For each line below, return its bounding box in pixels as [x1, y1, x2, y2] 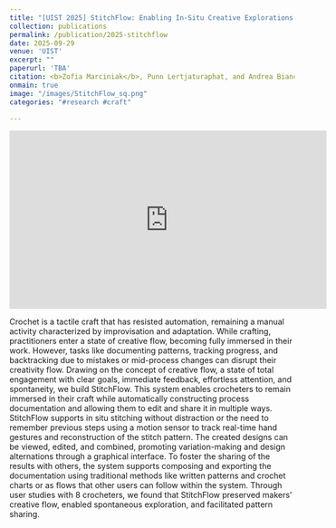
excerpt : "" [9, 55, 54, 64]
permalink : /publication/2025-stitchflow [9, 30, 168, 39]
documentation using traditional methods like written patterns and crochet [9, 470, 286, 481]
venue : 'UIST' [9, 47, 63, 56]
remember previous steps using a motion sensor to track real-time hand [9, 422, 278, 433]
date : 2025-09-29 [9, 38, 75, 48]
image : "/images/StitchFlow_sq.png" [9, 89, 148, 98]
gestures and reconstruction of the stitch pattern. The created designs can [9, 432, 288, 443]
